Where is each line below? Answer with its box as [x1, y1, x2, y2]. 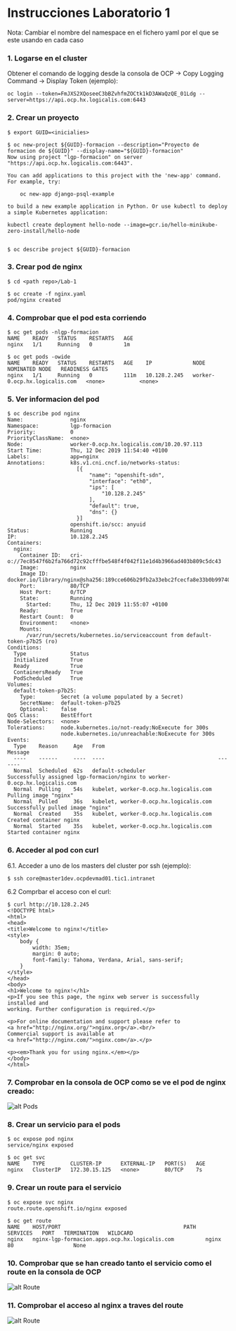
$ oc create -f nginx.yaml [7, 290, 86, 297]
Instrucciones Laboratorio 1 [7, 5, 171, 21]
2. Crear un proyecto [7, 113, 79, 122]
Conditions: [7, 644, 42, 652]
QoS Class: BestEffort [7, 712, 93, 719]
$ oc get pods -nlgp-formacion [7, 329, 99, 336]
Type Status [13, 650, 90, 657]
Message [7, 749, 30, 756]
